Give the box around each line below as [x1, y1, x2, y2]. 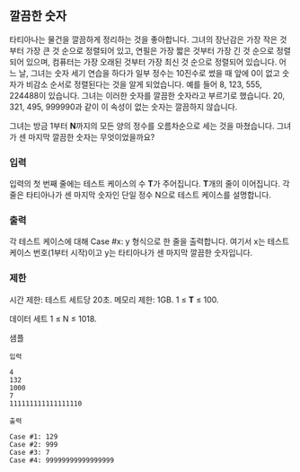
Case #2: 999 [9, 440, 58, 449]
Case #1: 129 [9, 432, 58, 441]
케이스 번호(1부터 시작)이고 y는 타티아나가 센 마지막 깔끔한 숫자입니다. [9, 248, 253, 258]
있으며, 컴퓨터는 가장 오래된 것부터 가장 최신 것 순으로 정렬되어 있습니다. [25, 57, 278, 67]
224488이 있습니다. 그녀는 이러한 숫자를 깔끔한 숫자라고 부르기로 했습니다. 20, [9, 90, 286, 101]
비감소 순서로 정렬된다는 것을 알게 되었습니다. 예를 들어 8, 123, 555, [25, 79, 262, 90]
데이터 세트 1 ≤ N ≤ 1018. [9, 313, 97, 324]
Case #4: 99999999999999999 [9, 456, 115, 465]
